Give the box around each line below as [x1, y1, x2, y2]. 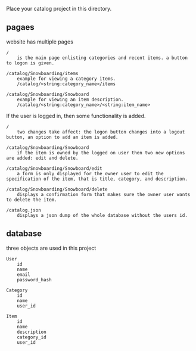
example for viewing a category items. [17, 76, 116, 82]
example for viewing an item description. [17, 97, 124, 102]
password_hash [17, 277, 52, 282]
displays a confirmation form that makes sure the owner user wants [17, 191, 191, 197]
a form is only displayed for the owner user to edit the [17, 170, 164, 176]
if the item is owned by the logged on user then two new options [17, 150, 185, 156]
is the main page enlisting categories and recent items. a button [17, 55, 188, 61]
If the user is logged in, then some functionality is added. [6, 112, 146, 119]
